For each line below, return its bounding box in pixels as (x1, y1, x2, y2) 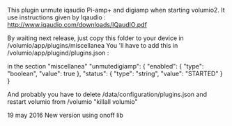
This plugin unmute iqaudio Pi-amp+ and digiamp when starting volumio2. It (7, 6, 225, 14)
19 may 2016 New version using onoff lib (7, 111, 124, 119)
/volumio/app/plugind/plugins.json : (7, 48, 109, 57)
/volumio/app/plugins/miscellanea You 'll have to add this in (7, 42, 178, 49)
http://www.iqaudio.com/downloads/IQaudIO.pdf (7, 21, 148, 28)
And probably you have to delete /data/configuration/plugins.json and (7, 90, 208, 98)
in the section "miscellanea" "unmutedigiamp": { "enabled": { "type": (7, 62, 204, 70)
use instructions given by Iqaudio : (7, 13, 106, 21)
